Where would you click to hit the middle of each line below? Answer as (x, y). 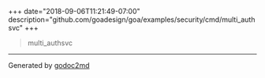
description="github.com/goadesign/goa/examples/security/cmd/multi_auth (132, 19)
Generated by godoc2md (49, 65)
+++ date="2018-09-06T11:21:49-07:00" (74, 11)
